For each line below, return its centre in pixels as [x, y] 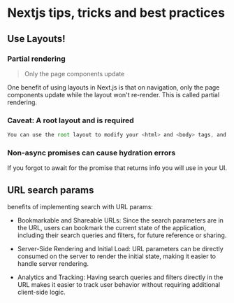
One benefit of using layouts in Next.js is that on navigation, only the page [114, 87]
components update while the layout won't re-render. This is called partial [114, 94]
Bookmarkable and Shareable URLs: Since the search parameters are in [120, 220]
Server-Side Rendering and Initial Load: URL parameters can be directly [120, 249]
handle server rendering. [53, 264]
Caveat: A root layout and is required [71, 120]
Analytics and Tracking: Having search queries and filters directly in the [120, 277]
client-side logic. [42, 293]
